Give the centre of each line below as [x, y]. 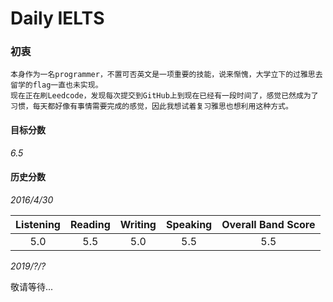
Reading [90, 224]
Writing [138, 224]
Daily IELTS [57, 18]
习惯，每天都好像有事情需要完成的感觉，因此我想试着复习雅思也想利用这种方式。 [151, 107]
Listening [38, 224]
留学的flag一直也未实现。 [56, 85]
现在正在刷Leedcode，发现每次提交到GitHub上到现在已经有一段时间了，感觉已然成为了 [164, 96]
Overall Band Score [268, 224]
